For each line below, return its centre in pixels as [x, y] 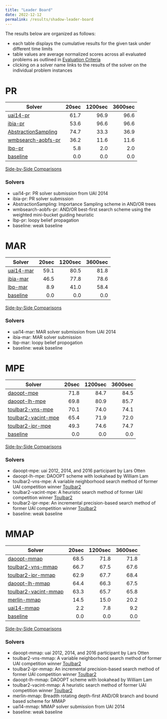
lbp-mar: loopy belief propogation [48, 343]
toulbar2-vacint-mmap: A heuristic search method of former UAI [79, 685]
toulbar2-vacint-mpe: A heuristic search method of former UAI [77, 492]
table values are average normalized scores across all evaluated [79, 54]
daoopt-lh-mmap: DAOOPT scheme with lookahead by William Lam [82, 680]
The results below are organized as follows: [50, 34]
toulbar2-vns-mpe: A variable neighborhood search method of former [85, 482]
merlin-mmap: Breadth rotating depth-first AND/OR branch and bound [85, 696]
